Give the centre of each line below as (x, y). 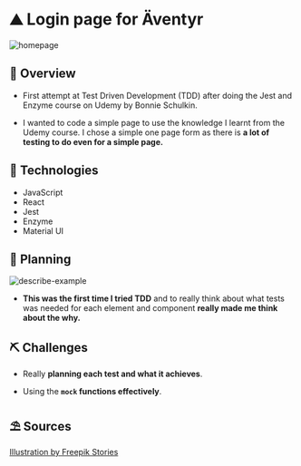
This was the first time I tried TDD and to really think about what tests (154, 298)
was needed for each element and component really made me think (150, 308)
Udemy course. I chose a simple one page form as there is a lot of (146, 132)
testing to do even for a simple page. (92, 141)
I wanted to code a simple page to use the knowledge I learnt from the (154, 122)
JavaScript (43, 192)
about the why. (51, 318)
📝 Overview (43, 74)
